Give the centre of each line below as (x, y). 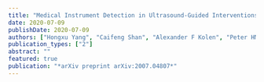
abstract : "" (29, 52)
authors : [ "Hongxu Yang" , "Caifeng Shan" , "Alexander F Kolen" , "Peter (128, 37)
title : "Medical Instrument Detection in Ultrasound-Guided (109, 15)
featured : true (33, 59)
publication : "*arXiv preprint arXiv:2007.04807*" (93, 66)
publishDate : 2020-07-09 (49, 30)
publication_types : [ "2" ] (50, 45)
